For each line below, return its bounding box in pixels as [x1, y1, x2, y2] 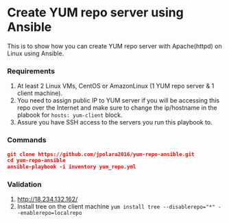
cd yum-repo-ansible [7, 157, 67, 164]
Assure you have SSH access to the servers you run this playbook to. [16, 118, 213, 127]
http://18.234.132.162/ [16, 195, 78, 203]
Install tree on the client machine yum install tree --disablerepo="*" [16, 202, 216, 211]
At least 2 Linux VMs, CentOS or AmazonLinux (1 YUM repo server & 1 [16, 82, 215, 90]
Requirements [7, 66, 56, 76]
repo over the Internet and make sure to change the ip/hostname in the [16, 104, 217, 112]
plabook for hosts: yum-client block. [16, 111, 123, 119]
